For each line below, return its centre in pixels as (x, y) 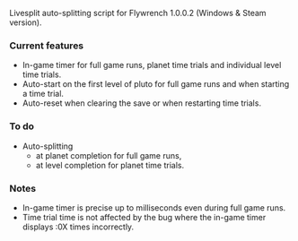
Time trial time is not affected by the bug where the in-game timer (144, 217)
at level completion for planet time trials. (110, 165)
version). (26, 22)
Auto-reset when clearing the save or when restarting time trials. (142, 103)
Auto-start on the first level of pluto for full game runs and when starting (156, 84)
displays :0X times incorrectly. (78, 227)
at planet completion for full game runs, (109, 155)
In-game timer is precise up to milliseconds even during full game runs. (154, 207)
